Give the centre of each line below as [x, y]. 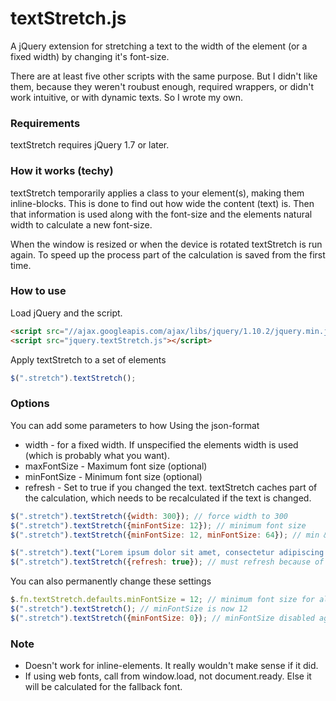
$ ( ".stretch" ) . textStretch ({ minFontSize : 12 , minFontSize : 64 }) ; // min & [169, 535]
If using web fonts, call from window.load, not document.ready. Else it [168, 676]
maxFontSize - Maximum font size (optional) [116, 466]
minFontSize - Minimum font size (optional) [113, 476]
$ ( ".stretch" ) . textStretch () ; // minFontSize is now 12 [129, 609]
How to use [38, 291]
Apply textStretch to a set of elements [88, 359]
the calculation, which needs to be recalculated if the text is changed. [168, 498]
